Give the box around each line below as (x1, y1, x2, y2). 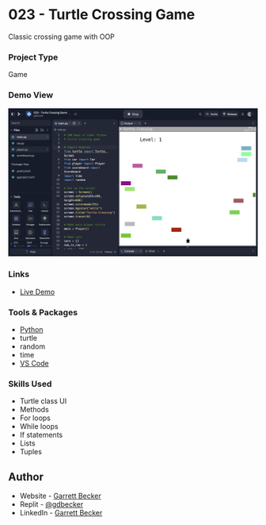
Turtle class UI (19, 396, 67, 406)
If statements (19, 430, 63, 440)
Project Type (8, 52, 59, 63)
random (19, 342, 46, 351)
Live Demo (19, 287, 55, 296)
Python (19, 324, 44, 334)
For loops (19, 413, 51, 423)
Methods (19, 405, 49, 415)
